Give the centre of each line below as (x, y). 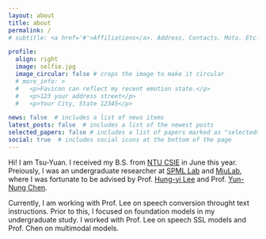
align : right (37, 59)
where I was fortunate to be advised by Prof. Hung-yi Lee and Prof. (118, 179)
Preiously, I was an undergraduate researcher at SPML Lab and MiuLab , (125, 170)
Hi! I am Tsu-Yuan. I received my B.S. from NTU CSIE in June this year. (123, 162)
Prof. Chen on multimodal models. (63, 228)
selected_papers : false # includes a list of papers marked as (115, 133)
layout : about (32, 15)
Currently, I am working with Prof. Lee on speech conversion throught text (129, 203)
